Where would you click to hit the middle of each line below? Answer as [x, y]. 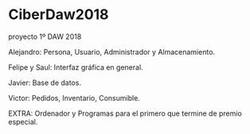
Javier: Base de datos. [45, 82]
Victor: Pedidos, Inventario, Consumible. [74, 98]
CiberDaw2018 [59, 15]
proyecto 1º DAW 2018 [45, 36]
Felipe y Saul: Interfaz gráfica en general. [76, 67]
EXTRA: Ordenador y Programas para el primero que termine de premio [125, 113]
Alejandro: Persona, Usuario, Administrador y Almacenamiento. [112, 52]
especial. [23, 121]
